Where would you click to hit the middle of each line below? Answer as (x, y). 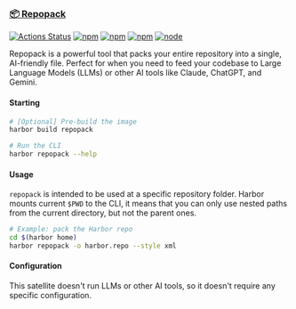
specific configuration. (50, 296)
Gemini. (23, 82)
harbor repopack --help (53, 154)
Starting (24, 102)
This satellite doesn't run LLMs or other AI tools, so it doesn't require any (142, 286)
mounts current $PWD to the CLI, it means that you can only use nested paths (148, 204)
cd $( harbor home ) (43, 238)
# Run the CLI (36, 146)
